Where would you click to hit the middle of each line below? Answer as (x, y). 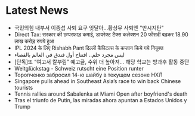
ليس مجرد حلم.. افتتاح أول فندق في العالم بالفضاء (69, 54)
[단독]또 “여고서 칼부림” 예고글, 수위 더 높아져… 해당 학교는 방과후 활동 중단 (102, 62)
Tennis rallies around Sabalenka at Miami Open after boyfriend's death (101, 94)
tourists (24, 87)
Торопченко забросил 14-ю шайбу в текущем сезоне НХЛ (88, 75)
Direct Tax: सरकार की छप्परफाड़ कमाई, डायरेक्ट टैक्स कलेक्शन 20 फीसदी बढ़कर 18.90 (101, 34)
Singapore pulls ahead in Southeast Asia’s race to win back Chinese (97, 81)
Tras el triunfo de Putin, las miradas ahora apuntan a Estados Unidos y (100, 100)
